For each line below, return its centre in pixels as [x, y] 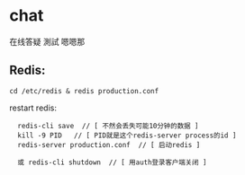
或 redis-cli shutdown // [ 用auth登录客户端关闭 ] [112, 162]
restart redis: [33, 108]
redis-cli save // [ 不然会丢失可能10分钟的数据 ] [108, 126]
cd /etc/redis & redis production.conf [84, 91]
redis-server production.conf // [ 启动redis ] [109, 144]
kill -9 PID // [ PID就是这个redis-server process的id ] [127, 136]
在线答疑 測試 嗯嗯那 [47, 41]
